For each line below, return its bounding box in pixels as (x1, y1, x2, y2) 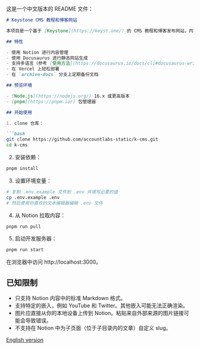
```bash (6, 131, 26, 137)
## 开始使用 (6, 109, 33, 115)
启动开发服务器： (14, 235, 57, 242)
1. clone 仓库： (6, 120, 44, 126)
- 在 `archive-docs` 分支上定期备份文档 (6, 72, 99, 78)
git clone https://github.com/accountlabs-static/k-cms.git (6, 137, 159, 143)
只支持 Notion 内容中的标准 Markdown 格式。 (14, 295, 126, 302)
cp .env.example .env (6, 194, 60, 200)
